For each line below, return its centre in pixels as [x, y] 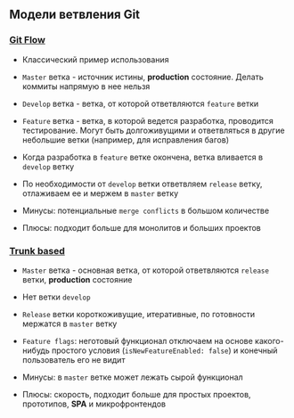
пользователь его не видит [73, 359]
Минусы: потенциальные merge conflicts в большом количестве [146, 210]
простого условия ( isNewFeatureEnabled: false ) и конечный [165, 350]
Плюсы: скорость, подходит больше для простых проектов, [136, 394]
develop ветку [48, 166]
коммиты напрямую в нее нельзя [86, 86]
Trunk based [37, 250]
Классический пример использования [95, 59]
